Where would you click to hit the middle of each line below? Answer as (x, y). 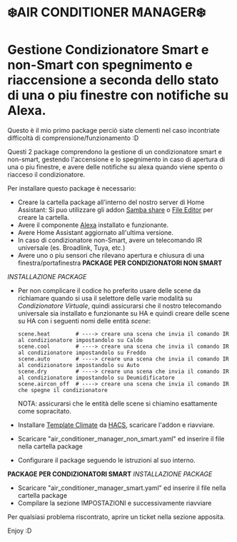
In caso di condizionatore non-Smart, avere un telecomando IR (110, 240)
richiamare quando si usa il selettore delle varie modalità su (105, 298)
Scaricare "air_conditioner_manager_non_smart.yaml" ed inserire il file (121, 439)
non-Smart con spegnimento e (100, 65)
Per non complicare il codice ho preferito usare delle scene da (109, 291)
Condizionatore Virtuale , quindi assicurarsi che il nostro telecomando (120, 306)
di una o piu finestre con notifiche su (118, 95)
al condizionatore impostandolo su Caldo (80, 341)
